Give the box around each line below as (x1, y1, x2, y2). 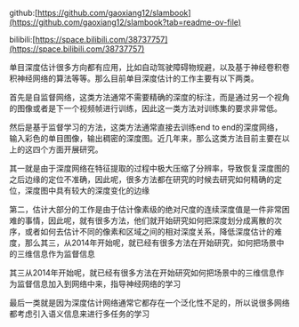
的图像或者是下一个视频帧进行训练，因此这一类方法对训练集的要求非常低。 (9, 103, 282, 114)
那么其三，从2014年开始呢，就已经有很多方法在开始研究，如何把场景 (24, 237, 278, 248)
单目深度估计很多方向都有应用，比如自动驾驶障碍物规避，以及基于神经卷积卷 (9, 62, 290, 72)
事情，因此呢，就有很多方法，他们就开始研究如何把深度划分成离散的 (24, 215, 274, 226)
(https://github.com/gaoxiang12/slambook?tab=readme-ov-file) (9, 17, 242, 28)
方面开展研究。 (47, 144, 103, 155)
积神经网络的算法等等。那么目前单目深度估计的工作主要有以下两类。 (9, 73, 259, 84)
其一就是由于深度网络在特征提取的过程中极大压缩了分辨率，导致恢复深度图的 (9, 163, 290, 173)
